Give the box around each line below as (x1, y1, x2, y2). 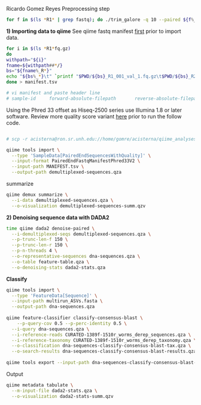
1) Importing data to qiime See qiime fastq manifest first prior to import (6, 27, 181, 35)
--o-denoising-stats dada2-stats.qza (11, 264, 106, 270)
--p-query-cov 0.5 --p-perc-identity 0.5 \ (17, 320, 127, 326)
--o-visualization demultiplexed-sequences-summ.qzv (11, 202, 146, 209)
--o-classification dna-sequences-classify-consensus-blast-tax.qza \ (11, 343, 191, 349)
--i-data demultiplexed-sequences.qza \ (11, 197, 114, 203)
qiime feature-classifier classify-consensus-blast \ (6, 315, 144, 321)
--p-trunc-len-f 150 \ (11, 237, 68, 243)
